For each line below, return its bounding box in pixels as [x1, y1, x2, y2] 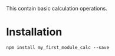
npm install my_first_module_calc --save [6, 44, 110, 50]
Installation [6, 26, 63, 38]
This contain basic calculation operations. [6, 5, 107, 12]
